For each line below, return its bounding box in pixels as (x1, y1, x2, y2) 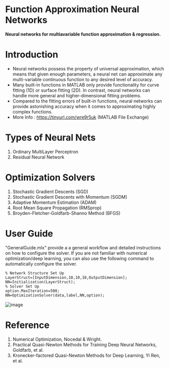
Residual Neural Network (12, 154, 65, 160)
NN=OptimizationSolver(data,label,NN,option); (5, 292, 105, 298)
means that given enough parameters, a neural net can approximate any (12, 71, 163, 77)
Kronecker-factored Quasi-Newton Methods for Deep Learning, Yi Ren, (12, 352, 160, 358)
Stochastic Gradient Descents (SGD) (12, 189, 89, 195)
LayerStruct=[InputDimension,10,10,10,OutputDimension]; (5, 275, 128, 280)
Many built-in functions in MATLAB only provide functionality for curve (12, 82, 159, 88)
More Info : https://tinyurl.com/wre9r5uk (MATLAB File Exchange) (12, 114, 149, 120)
